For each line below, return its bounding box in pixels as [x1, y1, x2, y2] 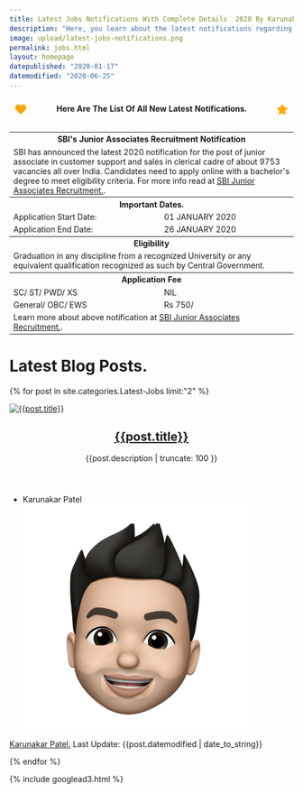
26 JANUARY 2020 [163, 224, 237, 235]
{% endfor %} [9, 756, 61, 767]
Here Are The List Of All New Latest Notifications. [56, 103, 247, 114]
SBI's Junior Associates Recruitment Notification [57, 134, 246, 144]
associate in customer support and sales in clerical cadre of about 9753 [13, 156, 281, 167]
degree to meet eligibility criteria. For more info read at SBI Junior [13, 175, 255, 186]
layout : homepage [9, 52, 75, 62]
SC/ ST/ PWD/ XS [13, 287, 78, 298]
